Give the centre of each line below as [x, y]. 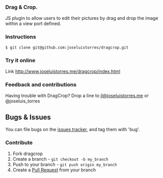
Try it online [20, 60]
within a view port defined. [33, 23]
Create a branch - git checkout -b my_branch [60, 159]
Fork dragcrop [28, 154]
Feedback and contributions [41, 84]
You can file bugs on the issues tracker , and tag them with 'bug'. [73, 129]
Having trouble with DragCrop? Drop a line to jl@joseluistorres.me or [77, 96]
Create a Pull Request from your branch [54, 170]
